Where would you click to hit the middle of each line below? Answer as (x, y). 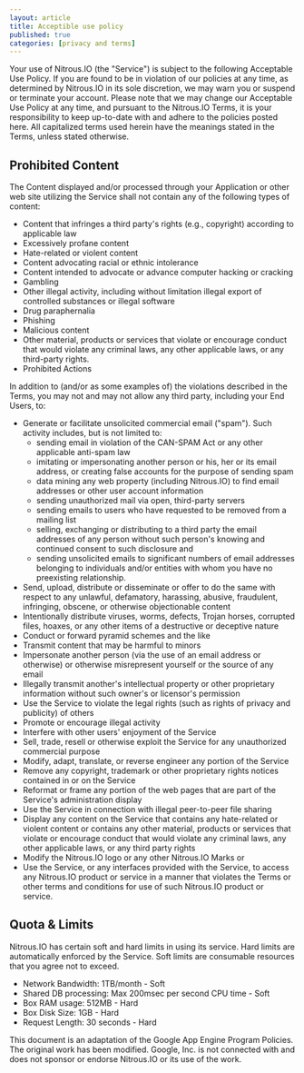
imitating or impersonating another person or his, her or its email (156, 462)
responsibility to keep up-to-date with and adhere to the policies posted (144, 117)
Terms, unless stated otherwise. (69, 136)
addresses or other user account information (120, 491)
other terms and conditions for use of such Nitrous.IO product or (143, 887)
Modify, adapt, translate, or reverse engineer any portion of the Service (156, 761)
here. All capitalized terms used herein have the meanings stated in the (142, 127)
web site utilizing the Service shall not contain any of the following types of (150, 197)
